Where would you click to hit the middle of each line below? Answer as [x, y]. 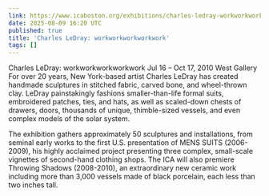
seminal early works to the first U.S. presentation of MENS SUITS [115, 143]
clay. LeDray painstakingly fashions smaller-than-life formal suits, [116, 93]
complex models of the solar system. [69, 119]
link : [17, 16]
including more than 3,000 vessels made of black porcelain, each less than [132, 177]
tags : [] [23, 45]
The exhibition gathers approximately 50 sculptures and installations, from [131, 134]
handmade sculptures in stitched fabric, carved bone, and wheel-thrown [128, 85]
